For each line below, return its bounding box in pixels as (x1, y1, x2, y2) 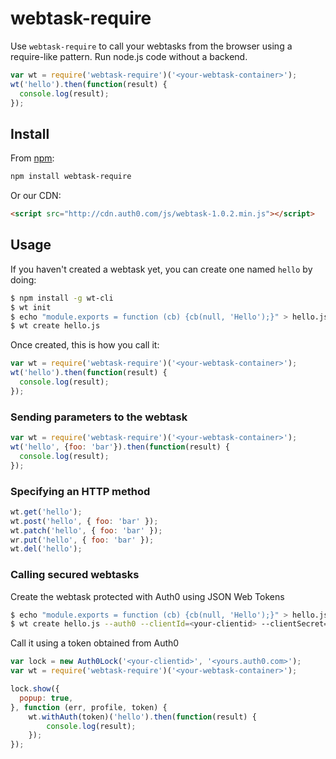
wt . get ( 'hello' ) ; (10, 507, 83, 517)
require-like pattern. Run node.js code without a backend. (10, 50, 248, 62)
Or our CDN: (10, 190, 62, 202)
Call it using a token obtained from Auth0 (10, 637, 180, 649)
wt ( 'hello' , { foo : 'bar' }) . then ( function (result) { (10, 442, 230, 452)
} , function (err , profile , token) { (10, 702, 168, 712)
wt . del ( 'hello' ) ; (10, 544, 83, 554)
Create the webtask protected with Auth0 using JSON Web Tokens (10, 590, 285, 602)
